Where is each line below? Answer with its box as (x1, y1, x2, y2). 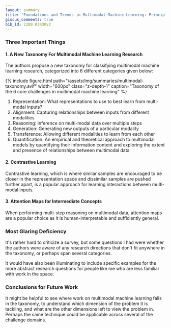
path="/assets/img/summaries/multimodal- (53, 78, 144, 84)
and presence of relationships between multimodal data (12, 147, 130, 154)
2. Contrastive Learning (5, 159, 56, 165)
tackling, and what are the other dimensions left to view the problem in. (5, 306, 154, 312)
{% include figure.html (5, 78, 52, 84)
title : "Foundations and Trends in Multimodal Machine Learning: (5, 12, 147, 17)
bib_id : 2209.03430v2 (5, 21, 51, 27)
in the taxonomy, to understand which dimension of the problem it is (5, 300, 148, 307)
